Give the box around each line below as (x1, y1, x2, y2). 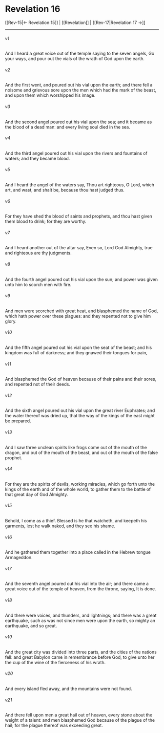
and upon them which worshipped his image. (5, 92, 96, 98)
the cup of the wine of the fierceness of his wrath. (5, 659, 106, 665)
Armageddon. (5, 555, 33, 561)
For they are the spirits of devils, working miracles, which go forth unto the (5, 481, 155, 487)
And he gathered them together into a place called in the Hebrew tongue (5, 549, 151, 555)
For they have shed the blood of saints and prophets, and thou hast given (5, 214, 152, 219)
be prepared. (5, 418, 31, 424)
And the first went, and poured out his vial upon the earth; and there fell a (5, 82, 153, 88)
